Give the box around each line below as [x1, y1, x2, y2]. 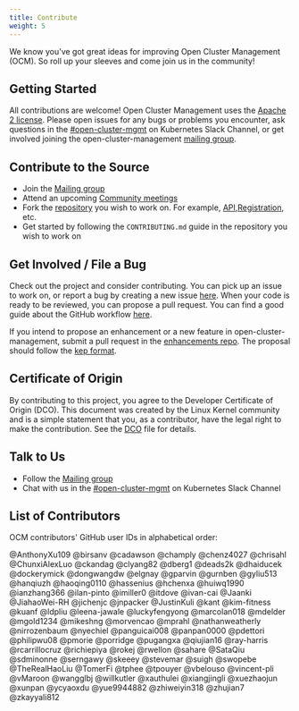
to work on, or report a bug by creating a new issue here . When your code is [9, 290, 290, 300]
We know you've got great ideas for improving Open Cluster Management [9, 46, 281, 56]
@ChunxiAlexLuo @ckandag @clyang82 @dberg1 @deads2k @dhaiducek [9, 559, 283, 570]
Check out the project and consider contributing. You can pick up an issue [9, 280, 283, 291]
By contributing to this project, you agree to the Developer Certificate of [9, 394, 274, 405]
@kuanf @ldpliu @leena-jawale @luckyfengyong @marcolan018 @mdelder [9, 606, 286, 617]
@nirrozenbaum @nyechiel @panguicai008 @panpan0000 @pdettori [9, 625, 265, 636]
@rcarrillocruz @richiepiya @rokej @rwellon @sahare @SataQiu [9, 645, 245, 656]
